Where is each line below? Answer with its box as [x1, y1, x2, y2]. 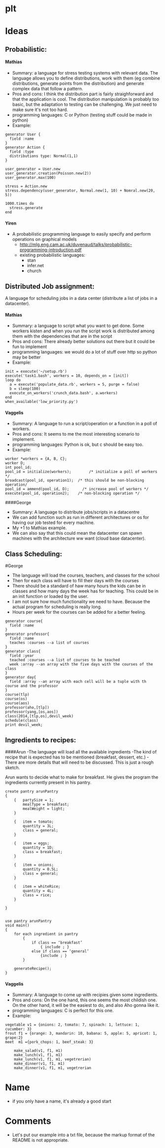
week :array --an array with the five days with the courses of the [9, 662, 153, 667]
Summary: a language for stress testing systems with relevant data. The [12, 70, 159, 76]
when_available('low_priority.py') [5, 399, 78, 404]
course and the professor [5, 683, 58, 689]
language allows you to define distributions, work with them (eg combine [12, 75, 160, 81]
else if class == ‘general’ [31, 949, 90, 954]
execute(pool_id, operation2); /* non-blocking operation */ [5, 491, 140, 496]
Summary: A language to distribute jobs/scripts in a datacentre [12, 509, 140, 515]
